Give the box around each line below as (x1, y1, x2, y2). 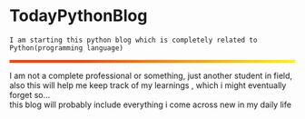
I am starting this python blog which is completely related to (9, 35, 258, 45)
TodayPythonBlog (9, 5, 148, 26)
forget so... (9, 90, 51, 101)
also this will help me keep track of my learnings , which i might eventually (9, 80, 287, 91)
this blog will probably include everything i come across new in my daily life (9, 99, 292, 110)
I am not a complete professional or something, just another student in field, (9, 70, 293, 82)
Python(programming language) (9, 43, 124, 53)
